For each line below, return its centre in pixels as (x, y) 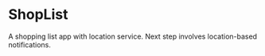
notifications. (30, 44)
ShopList (38, 15)
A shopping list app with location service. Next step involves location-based (132, 36)
